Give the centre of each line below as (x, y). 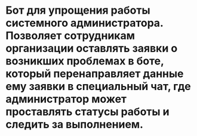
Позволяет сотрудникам (70, 36)
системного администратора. (84, 23)
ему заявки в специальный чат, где (98, 86)
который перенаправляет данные (95, 74)
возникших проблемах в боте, (85, 61)
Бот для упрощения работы (78, 10)
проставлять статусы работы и (87, 112)
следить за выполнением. (75, 124)
